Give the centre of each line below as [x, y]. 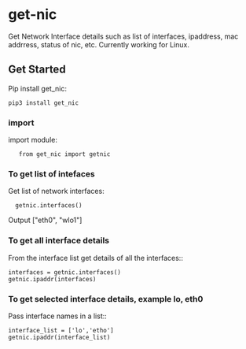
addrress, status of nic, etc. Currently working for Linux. [99, 44]
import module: [33, 140]
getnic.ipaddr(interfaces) [52, 279]
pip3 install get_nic [44, 103]
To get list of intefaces [52, 173]
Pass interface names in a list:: [58, 316]
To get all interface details [59, 240]
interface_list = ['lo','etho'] [61, 330]
